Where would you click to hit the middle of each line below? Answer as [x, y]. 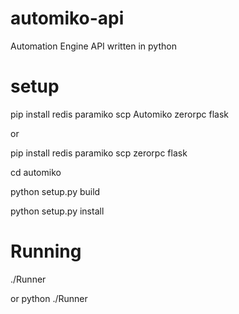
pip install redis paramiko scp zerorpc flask [99, 153]
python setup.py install [57, 211]
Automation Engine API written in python [93, 46]
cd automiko [36, 172]
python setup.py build [55, 191]
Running [46, 251]
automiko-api [67, 18]
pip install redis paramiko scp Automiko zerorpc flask [119, 114]
